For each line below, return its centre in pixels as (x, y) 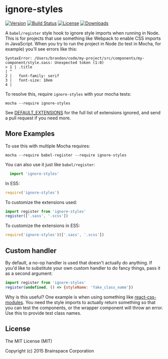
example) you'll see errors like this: (41, 49)
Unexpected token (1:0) (79, 62)
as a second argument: (29, 273)
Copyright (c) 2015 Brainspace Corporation (50, 350)
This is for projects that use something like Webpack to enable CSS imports (83, 38)
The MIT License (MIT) (29, 341)
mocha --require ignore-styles (38, 103)
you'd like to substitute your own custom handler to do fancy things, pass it (83, 268)
